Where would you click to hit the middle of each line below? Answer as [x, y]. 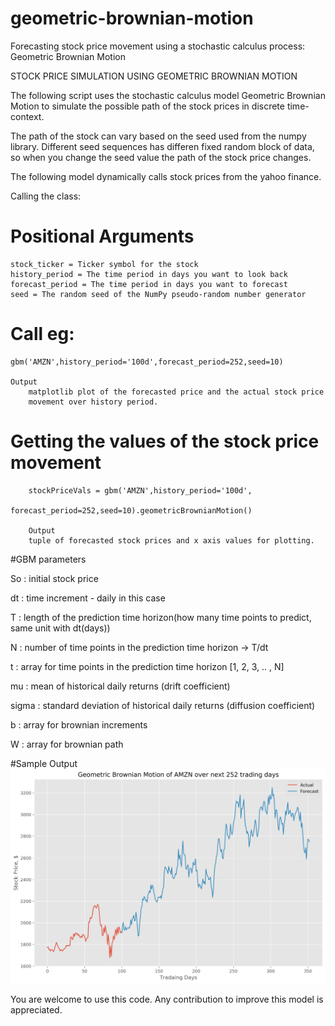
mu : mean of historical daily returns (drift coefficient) [120, 686]
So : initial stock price [54, 578]
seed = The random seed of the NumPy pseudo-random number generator [158, 294]
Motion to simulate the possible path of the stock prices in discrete [147, 106]
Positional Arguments [102, 236]
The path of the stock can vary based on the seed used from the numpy [158, 136]
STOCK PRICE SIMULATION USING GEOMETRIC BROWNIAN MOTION [154, 76]
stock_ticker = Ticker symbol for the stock [104, 264]
